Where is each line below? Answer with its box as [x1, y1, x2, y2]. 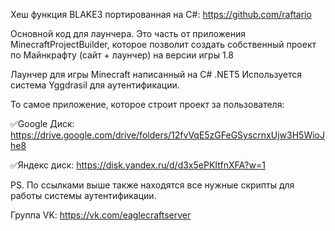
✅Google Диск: [10, 118, 75, 129]
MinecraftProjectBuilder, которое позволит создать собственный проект [10, 39, 317, 50]
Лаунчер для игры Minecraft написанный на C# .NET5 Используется [10, 69, 303, 80]
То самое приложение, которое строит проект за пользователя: [10, 99, 285, 110]
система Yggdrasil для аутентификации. [10, 79, 180, 91]
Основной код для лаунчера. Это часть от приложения [10, 28, 247, 39]
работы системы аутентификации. [10, 190, 157, 201]
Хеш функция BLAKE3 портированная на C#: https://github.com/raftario [10, 9, 312, 20]
